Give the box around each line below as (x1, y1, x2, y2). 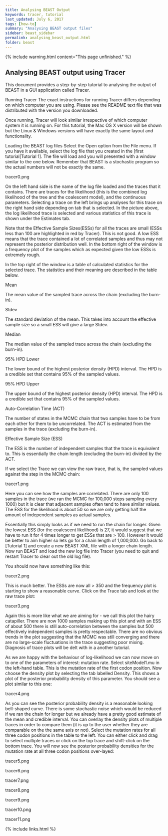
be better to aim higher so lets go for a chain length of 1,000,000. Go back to (5, 537, 163, 543)
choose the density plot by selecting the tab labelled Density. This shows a (5, 670, 159, 676)
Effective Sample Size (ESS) (5, 436, 63, 442)
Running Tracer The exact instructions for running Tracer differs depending (5, 96, 160, 103)
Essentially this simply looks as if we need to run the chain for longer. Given (5, 521, 161, 527)
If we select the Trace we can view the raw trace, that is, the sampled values (5, 466, 163, 472)
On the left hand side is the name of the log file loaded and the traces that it (5, 183, 161, 189)
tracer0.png (5, 173, 30, 179)
